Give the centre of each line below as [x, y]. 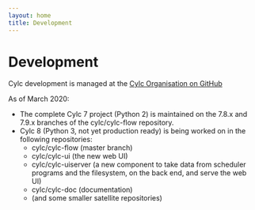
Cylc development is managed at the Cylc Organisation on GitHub [116, 84]
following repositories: [56, 140]
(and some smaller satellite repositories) [97, 198]
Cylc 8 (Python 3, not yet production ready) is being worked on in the [133, 131]
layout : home [30, 15]
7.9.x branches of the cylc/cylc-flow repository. [97, 122]
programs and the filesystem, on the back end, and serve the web [139, 173]
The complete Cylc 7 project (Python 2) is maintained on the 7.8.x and [133, 114]
